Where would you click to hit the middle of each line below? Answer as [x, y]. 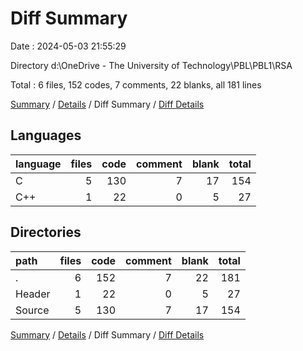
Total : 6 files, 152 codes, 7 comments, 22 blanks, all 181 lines [136, 84]
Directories [46, 232]
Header [33, 294]
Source [32, 310]
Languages [46, 135]
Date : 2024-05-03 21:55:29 [68, 46]
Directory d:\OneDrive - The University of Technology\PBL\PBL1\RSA [151, 65]
